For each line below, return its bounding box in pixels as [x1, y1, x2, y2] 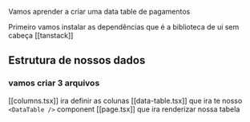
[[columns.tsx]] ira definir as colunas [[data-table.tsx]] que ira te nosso [8, 96, 243, 105]
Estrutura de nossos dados [8, 53, 146, 67]
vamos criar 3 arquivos [8, 77, 100, 89]
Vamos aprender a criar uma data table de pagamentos [8, 7, 191, 16]
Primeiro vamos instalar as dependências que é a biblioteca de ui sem [8, 22, 240, 31]
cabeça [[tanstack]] [8, 31, 74, 40]
